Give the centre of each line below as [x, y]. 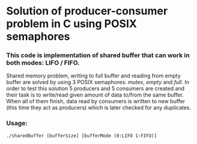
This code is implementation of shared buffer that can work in [98, 55]
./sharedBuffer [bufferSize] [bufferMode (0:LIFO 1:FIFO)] [82, 136]
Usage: [17, 123]
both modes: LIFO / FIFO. [43, 63]
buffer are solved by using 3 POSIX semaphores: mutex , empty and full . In [98, 82]
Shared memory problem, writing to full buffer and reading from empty [94, 76]
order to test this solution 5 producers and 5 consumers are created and [95, 89]
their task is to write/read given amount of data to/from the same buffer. [95, 95]
